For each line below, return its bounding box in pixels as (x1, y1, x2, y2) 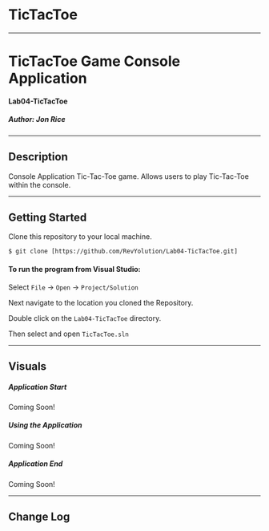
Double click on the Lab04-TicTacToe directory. (8, 313, 162, 322)
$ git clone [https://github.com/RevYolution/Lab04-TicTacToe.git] (8, 247, 239, 256)
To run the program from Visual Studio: (8, 264, 142, 274)
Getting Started (8, 210, 87, 224)
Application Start (8, 382, 67, 391)
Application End (8, 459, 63, 468)
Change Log (8, 510, 70, 524)
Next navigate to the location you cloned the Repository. (8, 298, 194, 307)
